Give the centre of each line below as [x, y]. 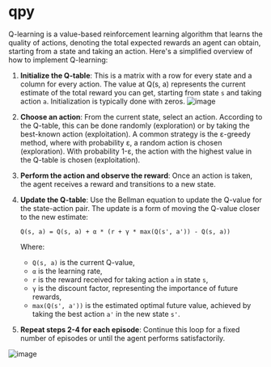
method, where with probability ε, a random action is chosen [121, 142]
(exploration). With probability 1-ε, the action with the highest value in [136, 151]
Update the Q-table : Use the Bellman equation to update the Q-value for [141, 200]
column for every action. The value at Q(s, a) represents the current [133, 84]
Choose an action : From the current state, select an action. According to [141, 116]
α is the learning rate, [67, 271]
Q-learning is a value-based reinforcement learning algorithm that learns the [135, 34]
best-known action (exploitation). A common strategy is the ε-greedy [135, 134]
